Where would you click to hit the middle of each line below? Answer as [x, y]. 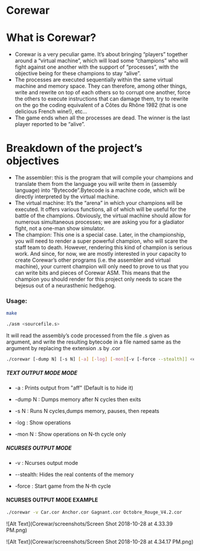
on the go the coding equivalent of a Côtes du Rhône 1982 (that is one [101, 105]
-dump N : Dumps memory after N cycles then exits [78, 399]
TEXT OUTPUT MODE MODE [42, 373]
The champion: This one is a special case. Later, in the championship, [100, 235]
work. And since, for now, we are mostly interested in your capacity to [101, 254]
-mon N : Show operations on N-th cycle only [70, 434]
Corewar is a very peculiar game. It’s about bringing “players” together [101, 54]
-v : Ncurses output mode [46, 463]
